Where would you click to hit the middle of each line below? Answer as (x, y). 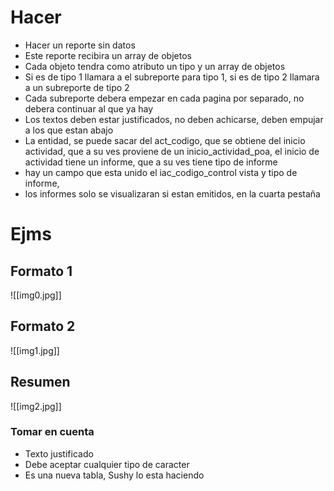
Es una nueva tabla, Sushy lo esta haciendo (114, 475)
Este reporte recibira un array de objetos (108, 55)
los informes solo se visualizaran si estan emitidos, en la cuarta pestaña (172, 193)
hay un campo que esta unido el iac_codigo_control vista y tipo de (161, 172)
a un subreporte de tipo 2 (77, 87)
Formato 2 (43, 326)
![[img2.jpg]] (36, 406)
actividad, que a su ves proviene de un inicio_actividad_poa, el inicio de (172, 151)
